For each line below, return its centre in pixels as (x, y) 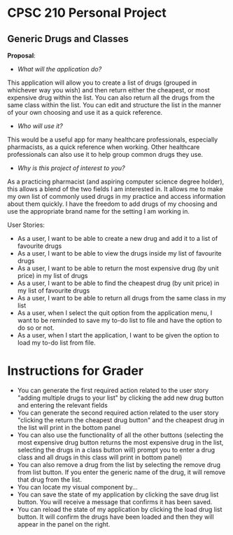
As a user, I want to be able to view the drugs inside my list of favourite (119, 253)
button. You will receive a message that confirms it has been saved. (115, 501)
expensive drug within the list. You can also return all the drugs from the (111, 97)
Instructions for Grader (76, 371)
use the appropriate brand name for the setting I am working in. (99, 211)
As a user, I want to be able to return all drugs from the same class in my (121, 298)
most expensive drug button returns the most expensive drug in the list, (120, 442)
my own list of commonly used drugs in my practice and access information (116, 196)
